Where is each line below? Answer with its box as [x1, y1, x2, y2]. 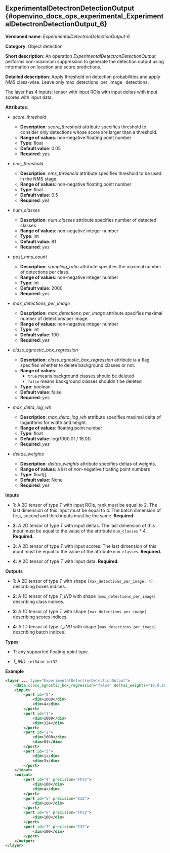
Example [5, 668, 24, 674]
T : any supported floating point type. [12, 649, 90, 655]
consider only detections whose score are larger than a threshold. [20, 129, 158, 135]
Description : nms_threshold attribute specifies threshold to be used [20, 170, 162, 176]
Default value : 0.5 [20, 192, 58, 198]
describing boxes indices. [12, 583, 67, 589]
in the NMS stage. [20, 175, 58, 182]
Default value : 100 [20, 332, 59, 338]
